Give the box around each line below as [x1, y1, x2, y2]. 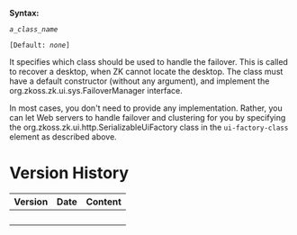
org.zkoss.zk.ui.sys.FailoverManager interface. [9, 86, 183, 95]
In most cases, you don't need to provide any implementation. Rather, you [9, 103, 283, 113]
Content [85, 195, 121, 208]
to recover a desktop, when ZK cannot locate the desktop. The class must [9, 67, 283, 77]
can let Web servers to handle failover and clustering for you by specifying [9, 113, 286, 122]
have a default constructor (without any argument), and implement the [9, 76, 270, 86]
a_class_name [9, 25, 58, 34]
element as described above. [9, 131, 117, 142]
